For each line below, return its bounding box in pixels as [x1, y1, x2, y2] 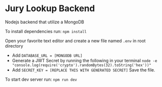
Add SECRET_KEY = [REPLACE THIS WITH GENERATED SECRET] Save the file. [12, 67, 155, 73]
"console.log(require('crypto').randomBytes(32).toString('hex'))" [12, 63, 151, 68]
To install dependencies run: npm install [5, 28, 87, 34]
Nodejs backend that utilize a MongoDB [5, 19, 84, 25]
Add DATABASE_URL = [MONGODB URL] [12, 52, 82, 58]
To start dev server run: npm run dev [5, 76, 77, 82]
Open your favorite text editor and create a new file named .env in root [5, 37, 146, 44]
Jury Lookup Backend [5, 3, 95, 14]
